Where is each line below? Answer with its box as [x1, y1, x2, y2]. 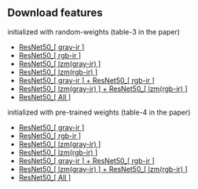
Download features [7, 6, 103, 20]
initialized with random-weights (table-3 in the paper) [7, 27, 180, 36]
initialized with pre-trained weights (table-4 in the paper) [7, 107, 191, 117]
